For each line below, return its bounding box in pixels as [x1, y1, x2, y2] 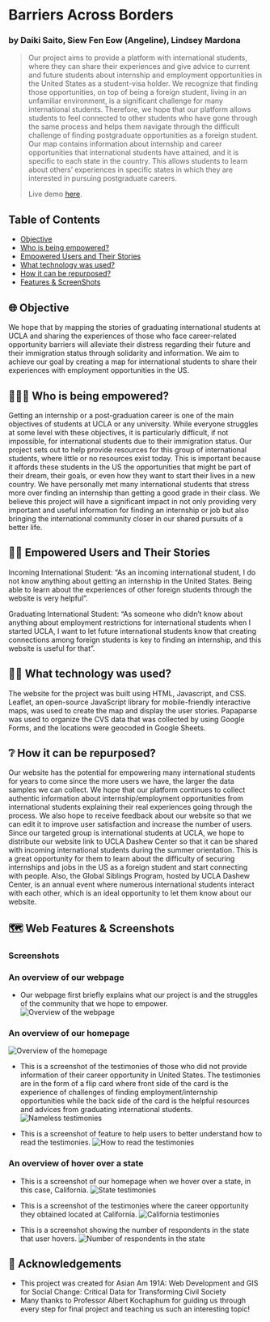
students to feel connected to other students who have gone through [27, 113, 259, 123]
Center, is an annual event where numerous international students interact [8, 879, 255, 889]
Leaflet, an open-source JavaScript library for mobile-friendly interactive [8, 697, 251, 707]
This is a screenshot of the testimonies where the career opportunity [19, 1200, 249, 1210]
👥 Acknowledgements [8, 1256, 122, 1270]
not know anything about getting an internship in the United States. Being [8, 575, 252, 585]
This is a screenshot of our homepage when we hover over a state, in [19, 1176, 251, 1186]
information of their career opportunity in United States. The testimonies [19, 1070, 261, 1080]
